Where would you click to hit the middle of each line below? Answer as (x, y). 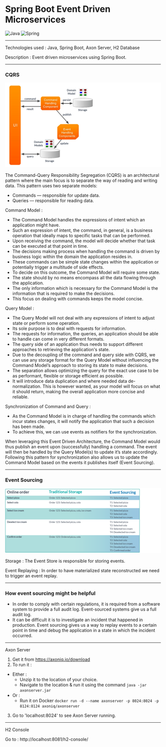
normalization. (27, 386)
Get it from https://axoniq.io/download (51, 659)
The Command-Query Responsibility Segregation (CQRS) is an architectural (82, 175)
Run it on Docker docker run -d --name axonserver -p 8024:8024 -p (89, 701)
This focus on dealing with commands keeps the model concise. (78, 299)
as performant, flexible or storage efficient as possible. (68, 375)
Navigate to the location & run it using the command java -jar (83, 685)
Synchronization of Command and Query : (48, 406)
